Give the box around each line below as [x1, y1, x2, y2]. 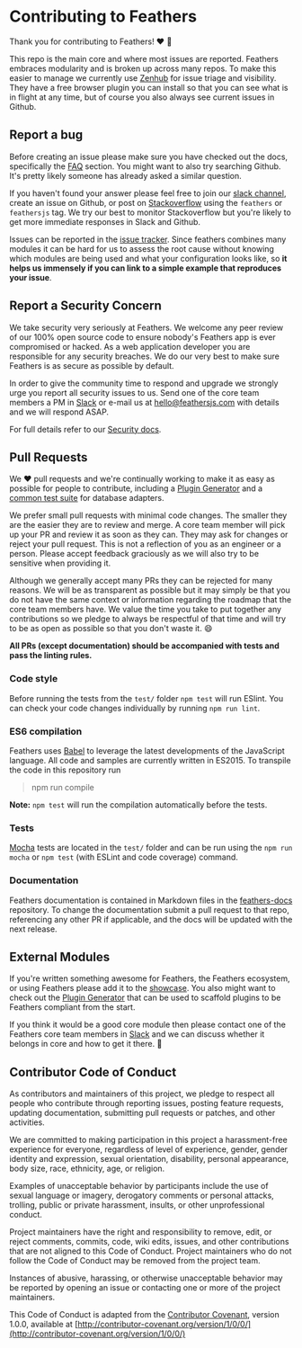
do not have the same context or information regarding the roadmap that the [9, 594, 292, 605]
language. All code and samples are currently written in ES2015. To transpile [9, 754, 291, 765]
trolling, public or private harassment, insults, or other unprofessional [9, 1200, 265, 1210]
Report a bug [9, 128, 84, 143]
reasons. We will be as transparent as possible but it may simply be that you [9, 585, 290, 595]
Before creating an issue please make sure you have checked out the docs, [9, 151, 289, 162]
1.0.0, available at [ [9, 1319, 78, 1330]
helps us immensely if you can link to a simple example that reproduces [9, 263, 281, 273]
